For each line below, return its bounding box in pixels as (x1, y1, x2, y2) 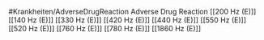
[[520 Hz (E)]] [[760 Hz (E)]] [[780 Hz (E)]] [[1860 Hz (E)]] (8, 24, 202, 33)
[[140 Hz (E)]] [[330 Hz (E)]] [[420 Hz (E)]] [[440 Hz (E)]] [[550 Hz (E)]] (8, 15, 247, 25)
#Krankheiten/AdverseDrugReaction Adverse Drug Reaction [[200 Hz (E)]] (8, 7, 257, 16)
